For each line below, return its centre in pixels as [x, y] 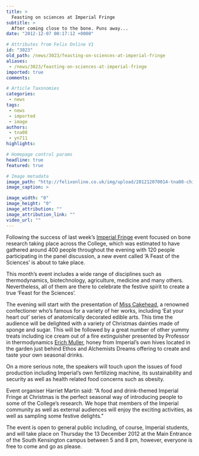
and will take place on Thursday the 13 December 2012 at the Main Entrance [99, 433]
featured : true [25, 165]
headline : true [25, 160]
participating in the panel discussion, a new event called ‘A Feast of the [93, 256]
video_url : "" [24, 220]
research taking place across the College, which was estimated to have [93, 243]
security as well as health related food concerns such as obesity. [85, 379]
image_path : [21, 182]
